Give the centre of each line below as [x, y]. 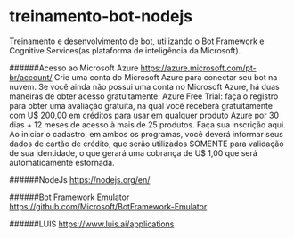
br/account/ [31, 77]
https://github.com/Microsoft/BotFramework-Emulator [108, 206]
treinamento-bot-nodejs [101, 16]
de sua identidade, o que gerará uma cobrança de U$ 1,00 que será [134, 152]
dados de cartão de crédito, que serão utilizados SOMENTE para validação [147, 144]
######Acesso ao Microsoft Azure [74, 68]
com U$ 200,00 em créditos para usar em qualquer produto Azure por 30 [144, 115]
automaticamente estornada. [62, 162]
